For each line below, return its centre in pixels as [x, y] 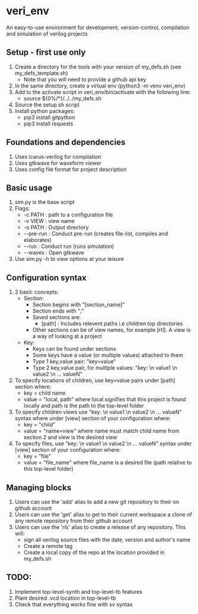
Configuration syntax [47, 278]
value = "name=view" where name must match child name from [101, 431]
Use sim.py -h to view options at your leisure [69, 259]
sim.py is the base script [45, 202]
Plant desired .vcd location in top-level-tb [65, 598]
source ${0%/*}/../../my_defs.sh [63, 98]
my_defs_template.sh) [41, 73]
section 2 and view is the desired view [70, 437]
